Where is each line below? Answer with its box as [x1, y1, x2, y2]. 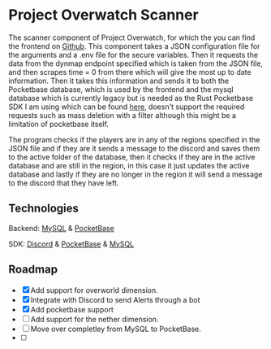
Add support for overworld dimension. [30, 285, 158, 294]
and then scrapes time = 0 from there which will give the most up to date [8, 67, 252, 76]
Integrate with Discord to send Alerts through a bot [30, 294, 200, 304]
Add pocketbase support [30, 304, 114, 314]
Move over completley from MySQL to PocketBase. [30, 324, 201, 334]
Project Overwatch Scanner [8, 6, 199, 24]
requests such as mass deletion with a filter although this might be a [8, 110, 237, 120]
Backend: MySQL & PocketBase [8, 223, 115, 233]
